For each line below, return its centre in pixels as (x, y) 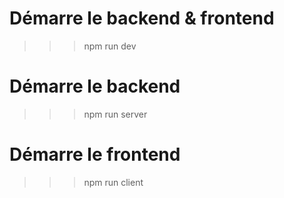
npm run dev (110, 46)
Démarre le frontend (95, 154)
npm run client (113, 182)
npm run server (115, 114)
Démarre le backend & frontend (142, 18)
